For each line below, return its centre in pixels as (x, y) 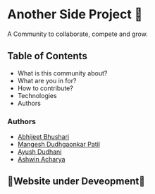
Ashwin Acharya (41, 159)
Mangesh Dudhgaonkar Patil (59, 145)
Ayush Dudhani (39, 152)
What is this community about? (62, 73)
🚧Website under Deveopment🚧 (76, 182)
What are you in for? (47, 80)
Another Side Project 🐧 (75, 14)
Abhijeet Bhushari (43, 137)
